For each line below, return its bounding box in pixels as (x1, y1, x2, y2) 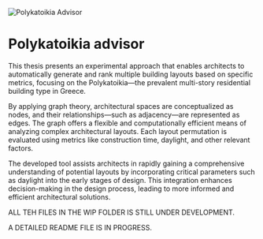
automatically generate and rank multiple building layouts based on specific (8, 69, 254, 79)
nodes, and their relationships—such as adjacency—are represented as (8, 110, 240, 119)
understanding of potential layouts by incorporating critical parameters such (8, 166, 255, 177)
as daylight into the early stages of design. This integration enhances (8, 175, 232, 185)
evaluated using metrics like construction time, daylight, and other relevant (8, 135, 250, 144)
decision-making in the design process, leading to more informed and (8, 184, 235, 193)
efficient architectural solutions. (8, 192, 111, 201)
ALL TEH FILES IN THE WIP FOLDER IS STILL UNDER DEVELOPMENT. (8, 207, 235, 217)
